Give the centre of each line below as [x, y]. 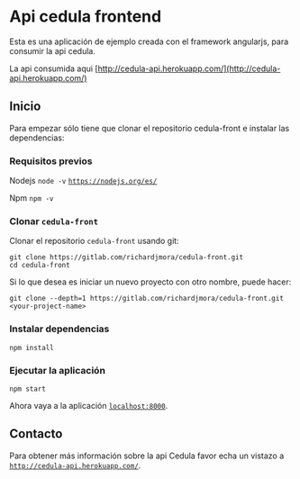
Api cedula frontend [86, 17]
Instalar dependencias [59, 329]
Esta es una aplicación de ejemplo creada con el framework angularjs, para [149, 41]
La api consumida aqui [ [54, 68]
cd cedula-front [40, 266]
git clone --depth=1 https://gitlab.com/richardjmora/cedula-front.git [146, 299]
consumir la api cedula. [53, 50]
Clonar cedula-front [54, 221]
